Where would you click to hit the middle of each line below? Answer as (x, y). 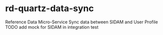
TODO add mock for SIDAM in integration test (52, 27)
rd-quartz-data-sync (50, 9)
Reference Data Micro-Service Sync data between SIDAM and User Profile (81, 22)
